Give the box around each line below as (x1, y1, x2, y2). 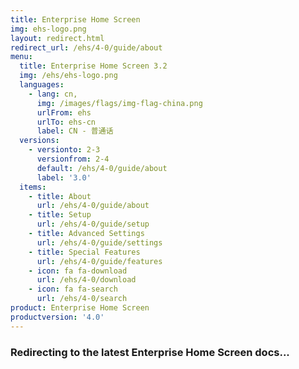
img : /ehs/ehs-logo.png (19, 71, 118, 81)
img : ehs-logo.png (10, 24, 87, 34)
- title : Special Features (28, 247, 141, 257)
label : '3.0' (36, 172, 92, 183)
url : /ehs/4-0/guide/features (36, 256, 163, 266)
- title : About (28, 191, 92, 201)
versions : (19, 136, 60, 146)
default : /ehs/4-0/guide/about (36, 163, 168, 173)
